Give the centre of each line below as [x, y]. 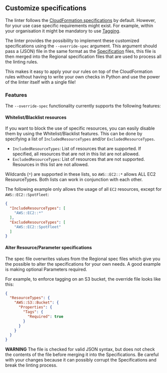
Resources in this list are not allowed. [51, 165]
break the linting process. [31, 365]
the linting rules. [22, 61]
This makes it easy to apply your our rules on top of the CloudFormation [79, 71]
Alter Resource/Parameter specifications [49, 247]
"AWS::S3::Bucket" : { [36, 303]
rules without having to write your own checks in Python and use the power [83, 76]
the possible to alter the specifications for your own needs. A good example [83, 264]
